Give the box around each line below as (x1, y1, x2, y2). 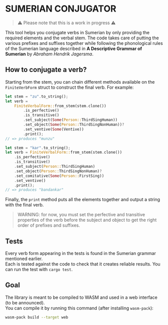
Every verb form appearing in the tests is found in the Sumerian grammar (5, 250, 156, 256)
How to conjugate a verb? (5, 66, 87, 74)
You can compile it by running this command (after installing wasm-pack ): (5, 305, 154, 311)
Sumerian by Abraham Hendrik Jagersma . (5, 51, 94, 57)
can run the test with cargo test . (5, 267, 73, 273)
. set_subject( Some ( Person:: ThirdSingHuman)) (23, 117, 118, 122)
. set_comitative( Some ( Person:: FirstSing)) (14, 173, 104, 178)
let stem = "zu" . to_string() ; (5, 94, 69, 99)
